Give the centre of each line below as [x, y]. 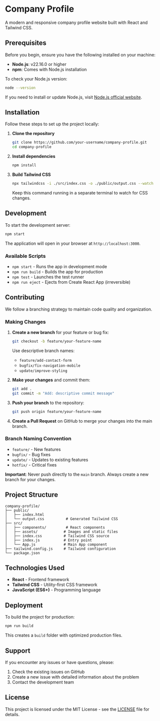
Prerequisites [26, 43]
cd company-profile [32, 147]
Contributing [25, 298]
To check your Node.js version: [36, 78]
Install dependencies [34, 156]
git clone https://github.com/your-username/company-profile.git [79, 142]
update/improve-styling [43, 371]
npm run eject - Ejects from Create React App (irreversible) [71, 282]
